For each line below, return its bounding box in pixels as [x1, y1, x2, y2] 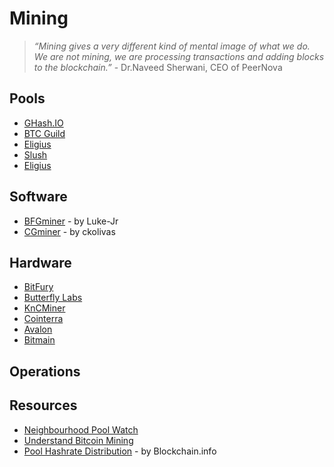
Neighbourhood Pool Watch [23, 423, 139, 436]
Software [9, 188, 68, 206]
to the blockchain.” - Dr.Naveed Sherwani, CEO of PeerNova [33, 61, 283, 73]
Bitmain [23, 334, 56, 346]
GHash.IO [23, 117, 64, 129]
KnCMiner [23, 302, 66, 314]
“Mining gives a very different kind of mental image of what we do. [33, 40, 311, 52]
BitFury [23, 281, 54, 293]
